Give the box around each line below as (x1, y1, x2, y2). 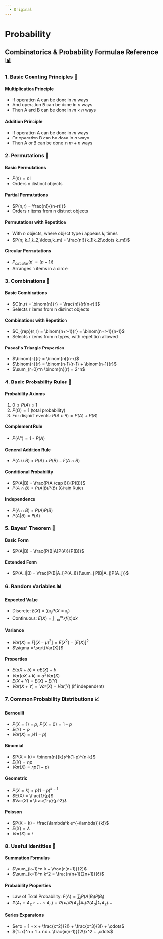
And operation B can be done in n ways (12, 102, 93, 108)
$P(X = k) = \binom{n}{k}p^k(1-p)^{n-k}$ (12, 754, 96, 760)
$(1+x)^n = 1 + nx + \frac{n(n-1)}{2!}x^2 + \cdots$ (12, 928, 113, 934)
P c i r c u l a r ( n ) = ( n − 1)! (12, 259, 54, 266)
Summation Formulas (5, 855, 50, 861)
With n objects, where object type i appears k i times (12, 230, 118, 237)
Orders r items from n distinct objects (12, 208, 89, 214)
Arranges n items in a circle (12, 265, 68, 271)
